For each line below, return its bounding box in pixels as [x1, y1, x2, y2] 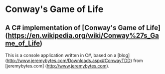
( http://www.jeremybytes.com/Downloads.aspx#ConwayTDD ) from [5, 57, 143, 63]
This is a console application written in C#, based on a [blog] [5, 52, 130, 58]
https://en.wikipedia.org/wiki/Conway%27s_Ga [7, 31, 160, 39]
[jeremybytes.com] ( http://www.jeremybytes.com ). [5, 63, 110, 68]
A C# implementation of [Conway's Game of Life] [5, 23, 161, 32]
